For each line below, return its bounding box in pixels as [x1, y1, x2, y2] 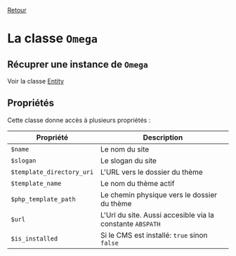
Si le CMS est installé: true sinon [100, 230, 208, 240]
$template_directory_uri [11, 168, 94, 176]
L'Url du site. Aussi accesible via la [100, 210, 214, 220]
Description [143, 133, 183, 142]
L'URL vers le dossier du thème [100, 167, 204, 177]
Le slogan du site [100, 156, 157, 166]
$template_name [11, 179, 62, 187]
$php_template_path [11, 195, 76, 203]
